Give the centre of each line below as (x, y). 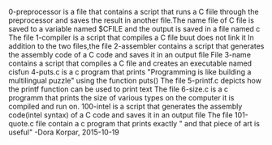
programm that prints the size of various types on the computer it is (121, 98)
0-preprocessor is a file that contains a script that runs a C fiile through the (134, 12)
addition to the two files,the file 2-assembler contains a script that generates (136, 46)
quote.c (21, 124)
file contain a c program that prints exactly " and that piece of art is (147, 124)
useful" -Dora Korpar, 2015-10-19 (64, 132)
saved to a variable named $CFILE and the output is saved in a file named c (134, 29)
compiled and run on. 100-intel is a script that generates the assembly (125, 106)
